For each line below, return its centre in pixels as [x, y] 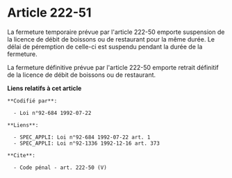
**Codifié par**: [32, 101]
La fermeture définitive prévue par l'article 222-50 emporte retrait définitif [113, 67]
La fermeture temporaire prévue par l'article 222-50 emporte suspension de [116, 32]
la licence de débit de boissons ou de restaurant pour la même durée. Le [111, 39]
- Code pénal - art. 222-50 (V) [60, 168]
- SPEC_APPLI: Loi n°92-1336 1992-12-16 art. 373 [86, 143]
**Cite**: [22, 155]
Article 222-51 [49, 13]
